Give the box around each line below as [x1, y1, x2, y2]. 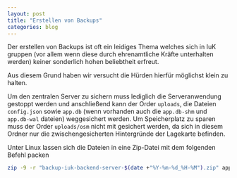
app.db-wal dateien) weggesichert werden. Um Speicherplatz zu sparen [7, 115, 216, 123]
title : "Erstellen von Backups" [7, 17, 102, 24]
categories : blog [7, 23, 59, 30]
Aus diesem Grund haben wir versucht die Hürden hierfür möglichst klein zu [7, 71, 229, 80]
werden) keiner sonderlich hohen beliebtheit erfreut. [7, 58, 159, 66]
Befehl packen [7, 151, 49, 159]
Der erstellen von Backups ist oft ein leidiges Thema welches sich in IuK [7, 43, 217, 51]
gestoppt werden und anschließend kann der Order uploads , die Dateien [7, 100, 217, 108]
